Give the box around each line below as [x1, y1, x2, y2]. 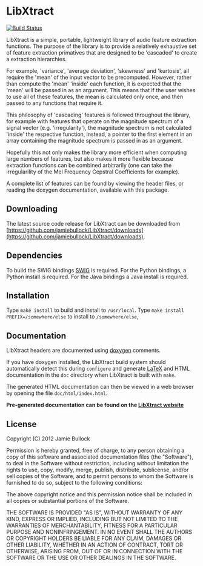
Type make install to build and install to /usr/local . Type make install [6, 306, 185, 314]
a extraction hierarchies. [6, 55, 67, 62]
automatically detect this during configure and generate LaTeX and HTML [6, 365, 190, 372]
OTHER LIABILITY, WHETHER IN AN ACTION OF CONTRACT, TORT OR [6, 541, 183, 548]
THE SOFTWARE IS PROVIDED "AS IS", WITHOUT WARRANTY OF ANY [6, 509, 183, 516]
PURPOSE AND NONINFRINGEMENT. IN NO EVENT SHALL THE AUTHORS [6, 528, 193, 535]
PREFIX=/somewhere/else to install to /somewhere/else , [6, 313, 139, 320]
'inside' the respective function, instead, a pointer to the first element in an [6, 130, 193, 138]
